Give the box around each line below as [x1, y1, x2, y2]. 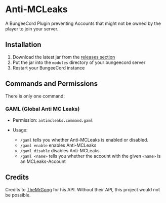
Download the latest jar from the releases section [12, 54, 115, 60]
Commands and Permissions [5, 80, 98, 88]
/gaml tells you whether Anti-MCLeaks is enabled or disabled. [20, 137, 148, 143]
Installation [5, 41, 41, 49]
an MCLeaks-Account [20, 158, 66, 164]
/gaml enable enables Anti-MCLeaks [20, 142, 97, 148]
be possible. [5, 192, 31, 198]
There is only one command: [5, 93, 65, 99]
